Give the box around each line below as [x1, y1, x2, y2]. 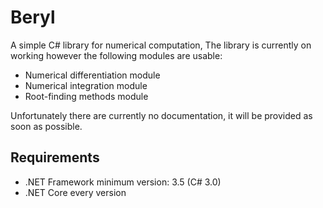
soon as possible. [10, 120, 83, 132]
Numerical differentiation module [24, 69, 161, 81]
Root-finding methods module [24, 90, 149, 102]
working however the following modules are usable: [10, 49, 223, 61]
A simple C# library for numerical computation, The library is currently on [10, 39, 312, 51]
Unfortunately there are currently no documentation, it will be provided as [10, 109, 313, 121]
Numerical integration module [24, 79, 148, 91]
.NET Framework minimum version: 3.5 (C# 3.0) [24, 176, 222, 188]
